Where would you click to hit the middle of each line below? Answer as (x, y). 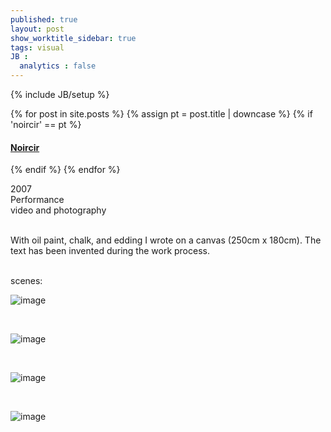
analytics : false (58, 66)
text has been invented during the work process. (110, 251)
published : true (44, 19)
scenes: (26, 281)
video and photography (58, 210)
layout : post (37, 29)
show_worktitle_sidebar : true (73, 38)
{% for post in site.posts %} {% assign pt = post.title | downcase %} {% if (161, 114)
